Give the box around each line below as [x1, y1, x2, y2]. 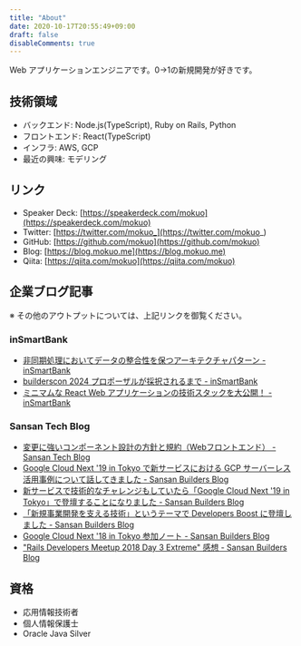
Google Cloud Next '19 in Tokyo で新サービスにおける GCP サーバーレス [22, 463, 292, 474]
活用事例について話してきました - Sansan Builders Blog [22, 474, 229, 485]
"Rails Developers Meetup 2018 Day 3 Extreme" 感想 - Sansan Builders [22, 542, 287, 553]
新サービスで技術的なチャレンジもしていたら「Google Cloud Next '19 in [22, 485, 290, 496]
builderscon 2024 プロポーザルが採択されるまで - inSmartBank [22, 376, 258, 387]
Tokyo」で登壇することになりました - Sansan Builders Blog [22, 496, 245, 508]
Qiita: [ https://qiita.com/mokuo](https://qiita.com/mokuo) [22, 255, 236, 266]
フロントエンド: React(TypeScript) [22, 131, 151, 142]
